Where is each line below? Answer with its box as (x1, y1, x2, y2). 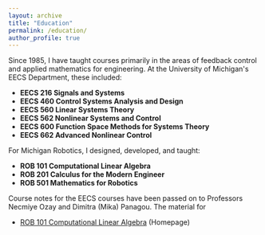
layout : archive (8, 11, 62, 20)
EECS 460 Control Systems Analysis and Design (19, 96, 184, 106)
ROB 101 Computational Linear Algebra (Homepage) (19, 217, 190, 227)
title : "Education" (8, 19, 73, 27)
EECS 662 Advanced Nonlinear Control (19, 131, 152, 140)
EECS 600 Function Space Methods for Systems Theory (19, 122, 210, 131)
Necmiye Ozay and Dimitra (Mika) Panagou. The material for (8, 202, 206, 212)
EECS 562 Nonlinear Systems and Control (19, 113, 161, 123)
